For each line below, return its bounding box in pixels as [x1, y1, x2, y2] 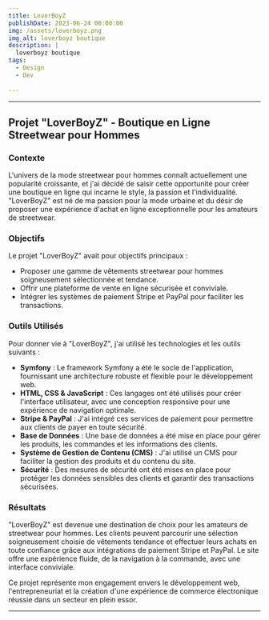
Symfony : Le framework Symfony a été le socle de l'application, [19, 362, 235, 372]
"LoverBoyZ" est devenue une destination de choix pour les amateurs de [8, 520, 248, 530]
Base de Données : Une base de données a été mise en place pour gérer [19, 430, 262, 440]
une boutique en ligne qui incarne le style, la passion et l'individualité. [8, 187, 238, 197]
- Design [15, 64, 45, 72]
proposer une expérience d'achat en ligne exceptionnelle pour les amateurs [8, 205, 259, 214]
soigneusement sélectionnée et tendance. [19, 275, 159, 285]
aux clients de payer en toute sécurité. [19, 422, 147, 432]
